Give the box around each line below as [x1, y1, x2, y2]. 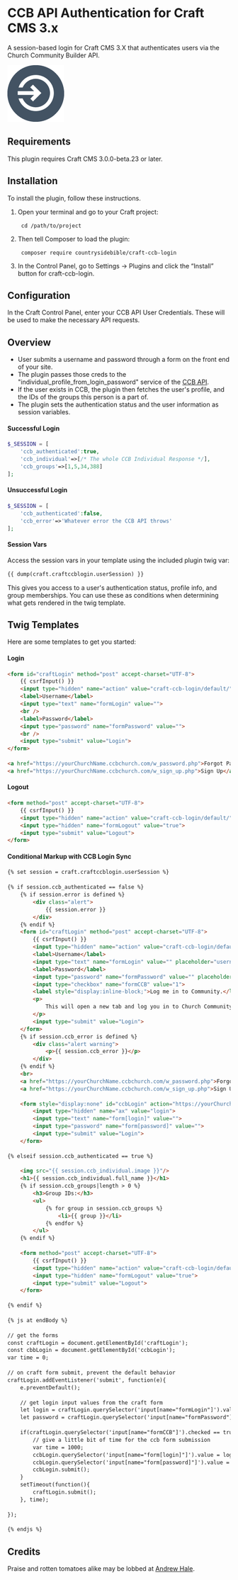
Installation [7, 175, 58, 187]
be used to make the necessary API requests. [7, 316, 140, 324]
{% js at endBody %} [7, 1317, 69, 1324]
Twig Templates [7, 618, 79, 631]
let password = [20, 1414, 65, 1421]
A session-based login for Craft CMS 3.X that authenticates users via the [7, 43, 220, 52]
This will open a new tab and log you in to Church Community [45, 1004, 233, 1011]
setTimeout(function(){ [20, 1482, 91, 1489]
